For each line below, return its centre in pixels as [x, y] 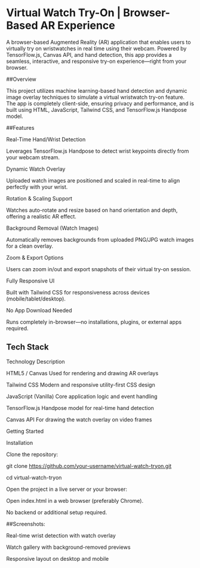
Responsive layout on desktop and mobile [58, 558]
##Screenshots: [26, 524]
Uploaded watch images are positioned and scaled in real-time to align [93, 180]
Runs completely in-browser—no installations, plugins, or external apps [94, 322]
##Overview [21, 79]
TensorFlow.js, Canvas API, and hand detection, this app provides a [89, 54]
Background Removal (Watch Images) [53, 228]
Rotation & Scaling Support [39, 198]
